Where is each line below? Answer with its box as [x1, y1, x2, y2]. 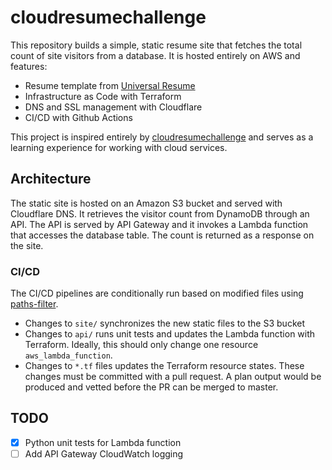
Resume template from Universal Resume [24, 79, 196, 91]
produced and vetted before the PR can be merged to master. [24, 381, 279, 393]
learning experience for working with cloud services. [10, 141, 228, 153]
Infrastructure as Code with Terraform [24, 90, 182, 102]
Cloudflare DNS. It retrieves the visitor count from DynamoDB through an [10, 207, 310, 220]
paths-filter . [10, 298, 59, 310]
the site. [10, 239, 44, 251]
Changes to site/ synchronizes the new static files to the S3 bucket [24, 317, 305, 330]
